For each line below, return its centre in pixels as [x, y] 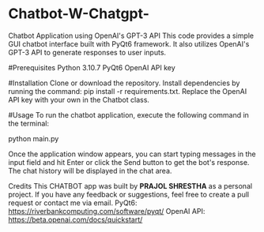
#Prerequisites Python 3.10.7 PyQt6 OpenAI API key [92, 67]
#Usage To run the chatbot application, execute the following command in [128, 114]
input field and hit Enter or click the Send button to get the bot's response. [129, 162]
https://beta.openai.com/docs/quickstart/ [75, 219]
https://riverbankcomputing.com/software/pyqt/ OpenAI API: [107, 211]
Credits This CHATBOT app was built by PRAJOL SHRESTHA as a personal [130, 185]
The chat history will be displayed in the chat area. [90, 170]
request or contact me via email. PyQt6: [73, 203]
